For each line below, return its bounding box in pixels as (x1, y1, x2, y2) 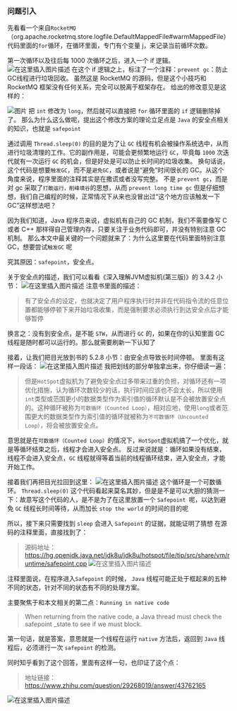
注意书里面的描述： (85, 281, 142, 290)
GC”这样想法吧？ (7, 201, 56, 210)
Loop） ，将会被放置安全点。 (24, 421, 102, 430)
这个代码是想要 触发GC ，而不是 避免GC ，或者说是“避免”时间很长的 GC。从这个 (7, 166, 224, 175)
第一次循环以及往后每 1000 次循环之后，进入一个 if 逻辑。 (7, 57, 175, 65)
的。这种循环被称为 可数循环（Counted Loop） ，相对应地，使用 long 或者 (24, 404, 222, 412)
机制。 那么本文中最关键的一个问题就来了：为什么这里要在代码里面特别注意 (7, 234, 226, 242)
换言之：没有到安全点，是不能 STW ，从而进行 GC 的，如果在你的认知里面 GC (7, 329, 225, 338)
